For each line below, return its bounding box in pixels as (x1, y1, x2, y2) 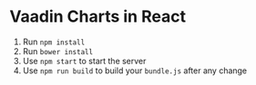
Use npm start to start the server (22, 55, 147, 66)
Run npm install (22, 36, 86, 47)
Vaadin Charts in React (9, 6, 187, 27)
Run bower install (22, 45, 94, 56)
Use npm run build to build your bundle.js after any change (22, 65, 248, 76)
